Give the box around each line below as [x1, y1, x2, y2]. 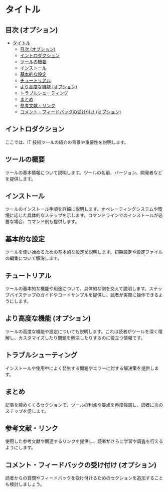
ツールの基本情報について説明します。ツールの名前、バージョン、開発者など [5, 170, 163, 176]
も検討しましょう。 [5, 481, 45, 487]
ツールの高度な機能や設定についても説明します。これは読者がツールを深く [5, 329, 158, 335]
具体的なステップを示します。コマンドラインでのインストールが [27, 212, 159, 218]
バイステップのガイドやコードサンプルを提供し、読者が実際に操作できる [9, 292, 159, 298]
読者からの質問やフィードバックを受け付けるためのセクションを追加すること [5, 475, 163, 481]
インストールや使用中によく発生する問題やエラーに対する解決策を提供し [5, 365, 154, 371]
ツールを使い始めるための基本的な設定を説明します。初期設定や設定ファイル [5, 249, 163, 255]
